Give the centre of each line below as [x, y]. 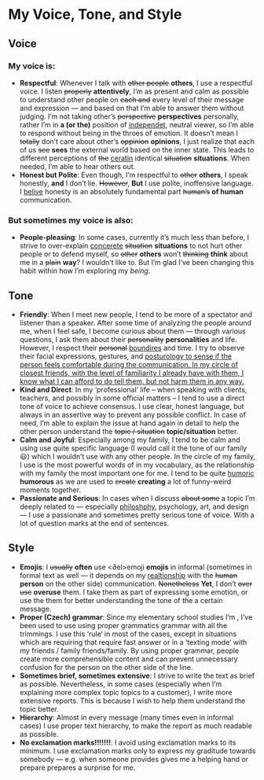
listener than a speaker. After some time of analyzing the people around [135, 322]
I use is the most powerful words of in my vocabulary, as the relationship [137, 465]
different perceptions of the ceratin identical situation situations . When [134, 158]
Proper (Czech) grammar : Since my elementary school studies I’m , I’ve [136, 617]
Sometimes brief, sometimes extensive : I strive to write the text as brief [137, 675]
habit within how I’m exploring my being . [85, 271]
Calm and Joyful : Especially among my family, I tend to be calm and [130, 440]
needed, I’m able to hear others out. [77, 166]
